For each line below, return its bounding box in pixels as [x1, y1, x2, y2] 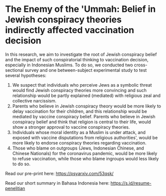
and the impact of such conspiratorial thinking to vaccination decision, [5, 56, 149, 62]
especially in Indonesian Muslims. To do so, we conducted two [5, 62, 133, 68]
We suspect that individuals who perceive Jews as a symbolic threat [12, 82, 152, 88]
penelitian [5, 185, 26, 191]
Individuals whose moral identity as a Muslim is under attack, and [12, 129, 146, 135]
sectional [5, 67, 24, 73]
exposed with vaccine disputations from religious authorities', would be [12, 135, 158, 141]
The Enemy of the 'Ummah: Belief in [5, 3, 156, 15]
